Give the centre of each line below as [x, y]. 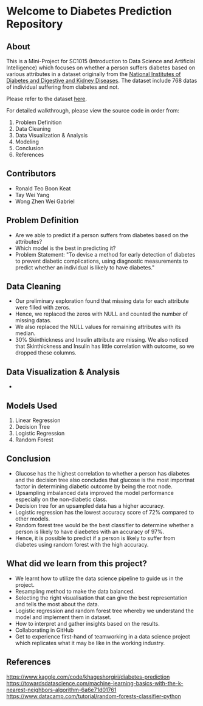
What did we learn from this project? [77, 564]
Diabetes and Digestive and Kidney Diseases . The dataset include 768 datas [102, 81]
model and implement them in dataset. [63, 617]
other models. [33, 519]
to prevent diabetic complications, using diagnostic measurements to [101, 261]
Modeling [27, 142]
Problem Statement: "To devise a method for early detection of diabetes [105, 254]
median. [25, 333]
